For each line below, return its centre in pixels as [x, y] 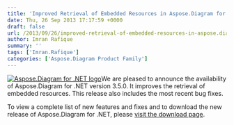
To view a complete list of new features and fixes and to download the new [115, 107]
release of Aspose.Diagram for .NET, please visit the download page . [106, 114]
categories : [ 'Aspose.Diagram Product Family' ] [78, 59]
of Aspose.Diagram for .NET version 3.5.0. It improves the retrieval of [106, 86]
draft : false [26, 26]
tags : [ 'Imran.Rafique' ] [43, 53]
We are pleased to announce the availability [164, 78]
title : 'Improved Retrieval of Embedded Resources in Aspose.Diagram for [117, 14]
